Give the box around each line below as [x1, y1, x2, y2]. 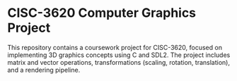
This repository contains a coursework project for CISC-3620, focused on [7, 43, 223, 51]
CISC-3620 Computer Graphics [7, 5, 197, 21]
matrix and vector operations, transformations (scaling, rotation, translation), [7, 58, 230, 66]
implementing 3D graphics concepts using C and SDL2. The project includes [7, 51, 231, 59]
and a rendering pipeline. [7, 66, 81, 74]
